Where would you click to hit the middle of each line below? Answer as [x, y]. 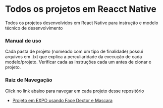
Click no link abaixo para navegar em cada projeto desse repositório [75, 91]
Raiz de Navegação [29, 80]
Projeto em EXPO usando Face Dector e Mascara [62, 100]
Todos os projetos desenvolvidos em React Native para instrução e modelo [82, 23]
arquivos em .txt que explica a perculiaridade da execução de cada [74, 57]
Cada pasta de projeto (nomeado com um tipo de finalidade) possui [74, 52]
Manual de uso [23, 40]
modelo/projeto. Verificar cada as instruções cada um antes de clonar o [78, 62]
